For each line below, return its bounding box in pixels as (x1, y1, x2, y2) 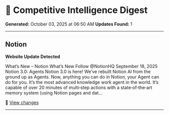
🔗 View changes (5, 99, 39, 105)
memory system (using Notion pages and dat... (5, 89, 103, 95)
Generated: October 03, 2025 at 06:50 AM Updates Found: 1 (5, 21, 132, 27)
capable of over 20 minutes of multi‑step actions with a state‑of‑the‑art (5, 84, 152, 90)
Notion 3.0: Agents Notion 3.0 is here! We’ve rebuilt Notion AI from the (5, 68, 151, 74)
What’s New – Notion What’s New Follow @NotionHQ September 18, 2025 (5, 63, 158, 69)
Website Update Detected (5, 53, 60, 59)
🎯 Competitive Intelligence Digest (5, 4, 148, 16)
